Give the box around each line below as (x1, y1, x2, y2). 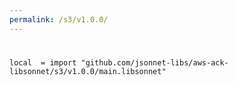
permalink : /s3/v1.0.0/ (9, 14, 109, 25)
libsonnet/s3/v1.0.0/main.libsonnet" (9, 66, 167, 76)
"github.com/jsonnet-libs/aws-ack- (80, 57, 229, 68)
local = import (9, 57, 77, 68)
